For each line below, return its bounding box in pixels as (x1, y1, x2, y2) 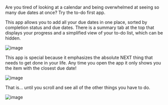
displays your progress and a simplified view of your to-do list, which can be (5, 30, 163, 35)
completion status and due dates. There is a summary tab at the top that (5, 24, 154, 30)
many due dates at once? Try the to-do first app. (5, 9, 106, 15)
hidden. (5, 35, 21, 41)
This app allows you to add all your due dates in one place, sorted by (5, 19, 147, 25)
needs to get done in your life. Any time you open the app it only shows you (5, 60, 161, 65)
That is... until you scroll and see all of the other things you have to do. (5, 84, 150, 90)
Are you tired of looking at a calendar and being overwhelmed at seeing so (5, 4, 159, 10)
